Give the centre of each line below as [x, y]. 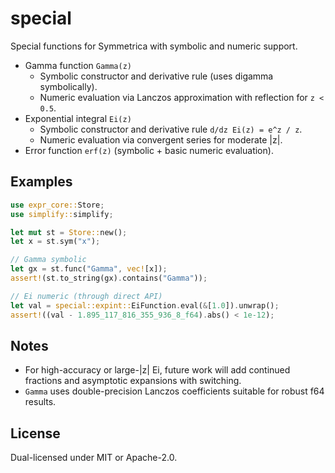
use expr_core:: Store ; [57, 205]
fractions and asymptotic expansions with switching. [133, 381]
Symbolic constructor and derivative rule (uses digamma [156, 76]
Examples [41, 182]
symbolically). [68, 86]
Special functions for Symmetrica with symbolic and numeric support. [154, 46]
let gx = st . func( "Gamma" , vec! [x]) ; [89, 269]
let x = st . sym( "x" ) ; [55, 242]
